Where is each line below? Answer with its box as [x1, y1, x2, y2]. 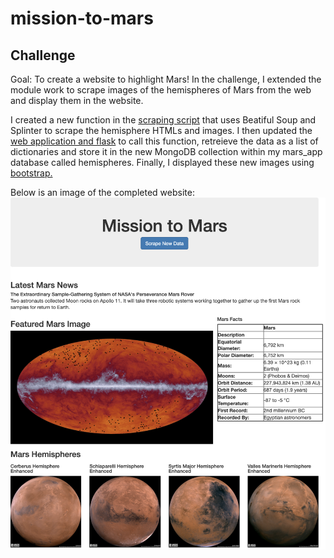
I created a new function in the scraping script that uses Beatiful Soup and [10, 114, 317, 126]
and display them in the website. [10, 95, 144, 106]
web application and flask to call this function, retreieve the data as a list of [10, 135, 319, 147]
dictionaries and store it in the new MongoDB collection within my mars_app [10, 146, 323, 157]
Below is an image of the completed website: [10, 187, 195, 198]
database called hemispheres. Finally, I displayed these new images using [10, 157, 315, 168]
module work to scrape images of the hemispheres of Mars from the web [10, 84, 312, 96]
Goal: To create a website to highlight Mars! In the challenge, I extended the [10, 73, 322, 85]
